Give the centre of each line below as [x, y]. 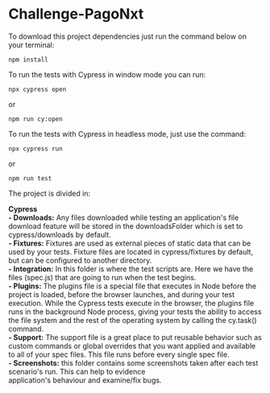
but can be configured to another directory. [80, 260]
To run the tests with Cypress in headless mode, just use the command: [127, 134]
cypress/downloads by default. [60, 234]
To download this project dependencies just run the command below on [128, 36]
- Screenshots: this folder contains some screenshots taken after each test [133, 362]
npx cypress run [35, 149]
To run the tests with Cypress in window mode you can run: [107, 74]
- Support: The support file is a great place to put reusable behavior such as [135, 337]
